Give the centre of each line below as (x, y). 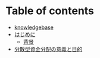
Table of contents (50, 11)
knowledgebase (34, 27)
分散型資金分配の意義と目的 (48, 49)
